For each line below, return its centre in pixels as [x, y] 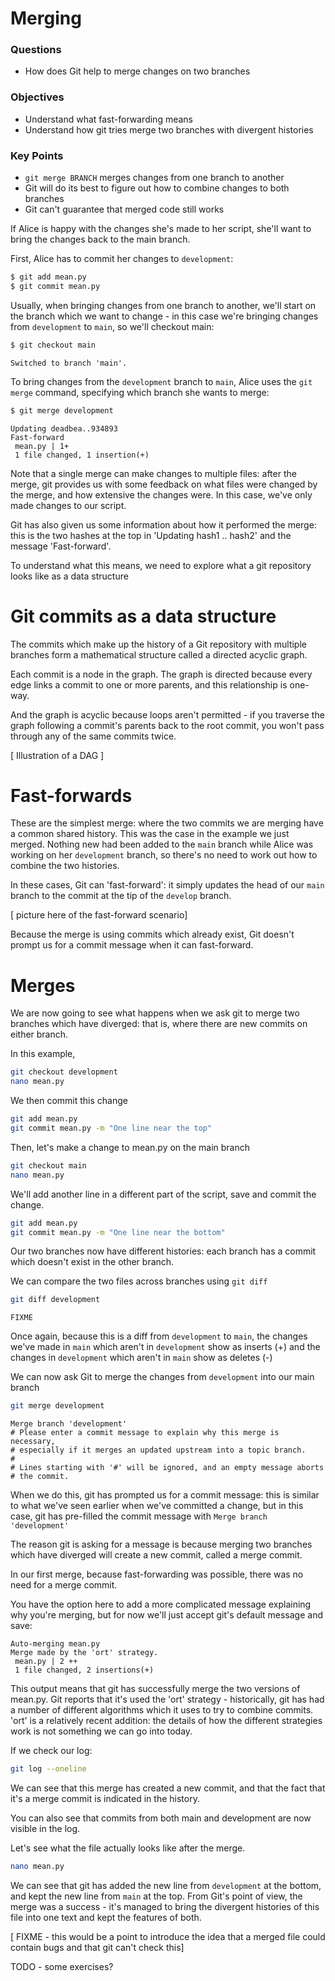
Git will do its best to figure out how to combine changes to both [157, 188]
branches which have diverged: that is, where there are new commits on [159, 1024]
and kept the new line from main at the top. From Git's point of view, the [156, 1896]
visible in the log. [45, 1829]
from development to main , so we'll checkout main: [112, 326]
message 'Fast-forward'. [61, 546]
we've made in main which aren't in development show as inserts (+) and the [165, 1347]
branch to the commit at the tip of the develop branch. [121, 896]
